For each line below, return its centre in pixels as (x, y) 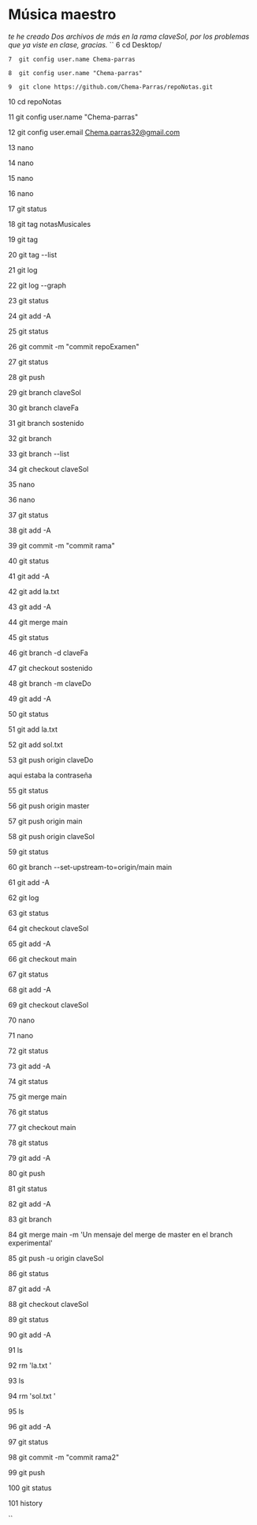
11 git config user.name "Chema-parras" (73, 117)
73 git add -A (30, 1066)
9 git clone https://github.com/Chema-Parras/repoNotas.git (111, 87)
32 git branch (30, 438)
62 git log (24, 898)
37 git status (28, 514)
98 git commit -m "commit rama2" (64, 1457)
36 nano (22, 499)
